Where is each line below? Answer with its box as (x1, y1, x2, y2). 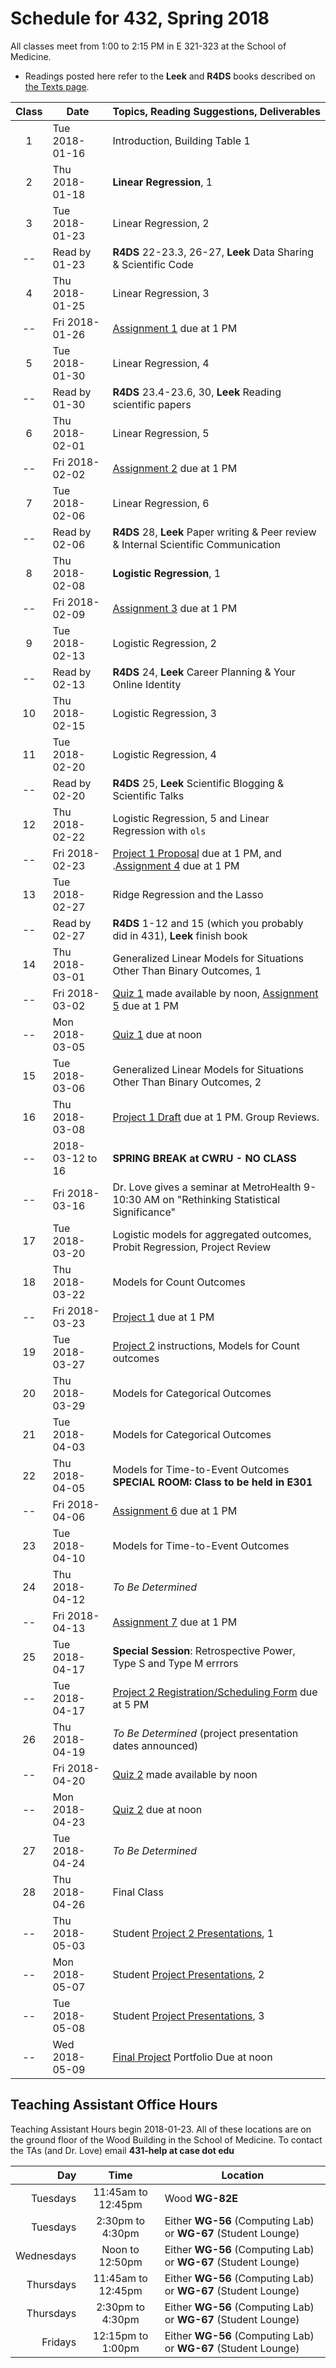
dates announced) (112, 1738, 199, 1752)
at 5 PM (112, 1697, 150, 1711)
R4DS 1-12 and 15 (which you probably (112, 916, 304, 930)
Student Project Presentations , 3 (112, 2008, 265, 2022)
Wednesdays (15, 2248, 77, 2262)
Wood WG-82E (164, 2191, 238, 2205)
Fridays (41, 2335, 77, 2349)
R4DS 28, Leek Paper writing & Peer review (112, 525, 317, 539)
